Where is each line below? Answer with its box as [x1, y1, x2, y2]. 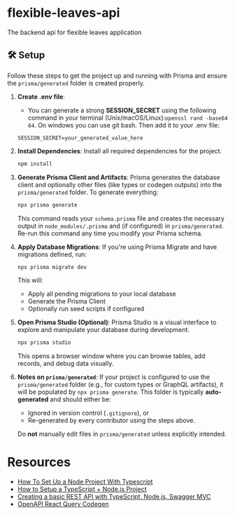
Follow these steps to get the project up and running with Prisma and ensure [7, 71, 227, 80]
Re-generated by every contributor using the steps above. [27, 416, 196, 425]
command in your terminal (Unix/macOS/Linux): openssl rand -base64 [27, 114, 228, 122]
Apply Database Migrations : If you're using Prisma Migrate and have [17, 242, 218, 251]
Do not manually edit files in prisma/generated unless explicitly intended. [17, 430, 227, 439]
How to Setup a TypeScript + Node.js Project [17, 485, 147, 493]
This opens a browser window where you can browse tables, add [17, 352, 206, 360]
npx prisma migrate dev [17, 263, 87, 270]
